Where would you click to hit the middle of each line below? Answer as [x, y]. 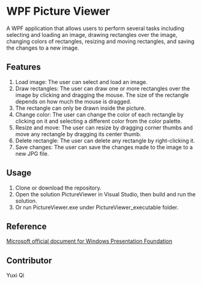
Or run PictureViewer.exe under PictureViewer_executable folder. [97, 207]
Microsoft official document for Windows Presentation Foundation [89, 241]
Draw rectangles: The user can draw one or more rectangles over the [103, 88]
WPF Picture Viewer [58, 11]
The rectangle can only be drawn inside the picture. [80, 108]
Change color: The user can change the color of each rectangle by [99, 114]
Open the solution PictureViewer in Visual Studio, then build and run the [105, 194]
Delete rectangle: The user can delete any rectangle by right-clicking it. [105, 140]
